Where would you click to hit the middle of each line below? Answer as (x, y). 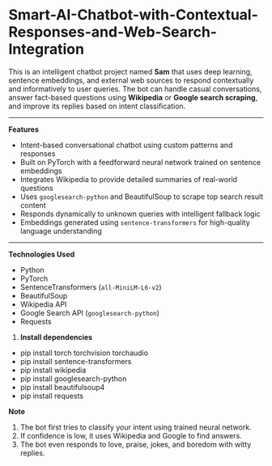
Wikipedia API (43, 304)
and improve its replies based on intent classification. (97, 106)
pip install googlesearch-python (73, 379)
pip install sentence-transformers (76, 361)
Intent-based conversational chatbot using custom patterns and (126, 145)
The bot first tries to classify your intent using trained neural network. (136, 427)
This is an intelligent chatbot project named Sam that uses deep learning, (130, 71)
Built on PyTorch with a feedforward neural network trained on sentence (140, 162)
